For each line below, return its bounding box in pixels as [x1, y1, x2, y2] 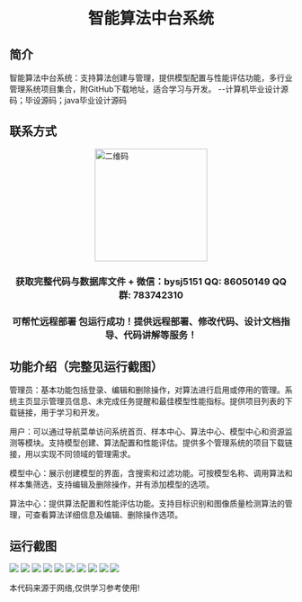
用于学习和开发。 [40, 407, 104, 418]
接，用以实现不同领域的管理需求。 [9, 449, 136, 460]
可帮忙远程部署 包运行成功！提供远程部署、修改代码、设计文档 [12, 315, 281, 328]
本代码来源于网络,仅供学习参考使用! [9, 582, 141, 594]
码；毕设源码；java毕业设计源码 [9, 95, 128, 105]
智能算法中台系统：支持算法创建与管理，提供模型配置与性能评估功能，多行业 [9, 73, 293, 83]
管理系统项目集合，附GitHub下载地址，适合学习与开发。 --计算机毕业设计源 [9, 84, 289, 94]
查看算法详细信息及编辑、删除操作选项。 [32, 509, 182, 520]
